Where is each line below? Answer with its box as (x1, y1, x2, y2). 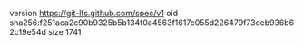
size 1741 (48, 27, 82, 37)
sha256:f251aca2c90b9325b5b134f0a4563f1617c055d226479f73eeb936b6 (9, 17, 295, 28)
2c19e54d (9, 27, 47, 37)
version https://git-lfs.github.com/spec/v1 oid (9, 8, 179, 18)
